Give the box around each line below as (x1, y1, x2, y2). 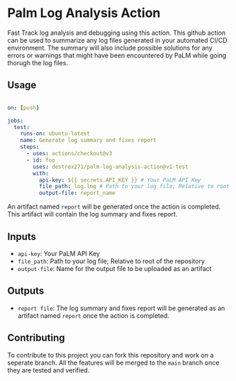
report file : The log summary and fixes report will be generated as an (17, 304, 225, 312)
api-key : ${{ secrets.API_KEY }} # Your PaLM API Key (38, 176, 201, 184)
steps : (20, 143, 40, 150)
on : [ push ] (7, 104, 40, 111)
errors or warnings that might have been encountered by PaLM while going (7, 51, 227, 60)
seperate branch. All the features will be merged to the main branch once (7, 358, 220, 367)
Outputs (7, 285, 45, 297)
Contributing (7, 332, 65, 344)
